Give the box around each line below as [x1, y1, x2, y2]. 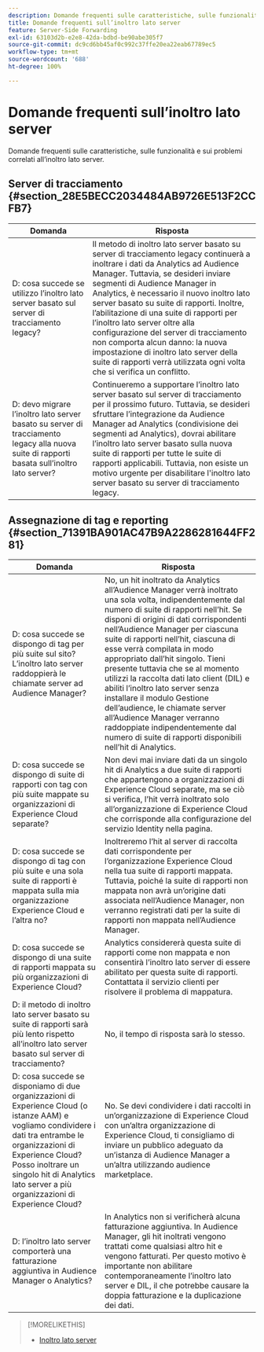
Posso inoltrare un [12, 1159, 80, 1170]
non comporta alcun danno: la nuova [92, 336, 228, 347]
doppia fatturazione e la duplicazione [104, 1290, 242, 1301]
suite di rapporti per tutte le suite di [92, 447, 222, 458]
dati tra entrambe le [12, 1130, 85, 1141]
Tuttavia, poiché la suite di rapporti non [104, 876, 249, 887]
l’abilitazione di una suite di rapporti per [92, 307, 238, 318]
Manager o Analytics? [12, 1275, 93, 1286]
